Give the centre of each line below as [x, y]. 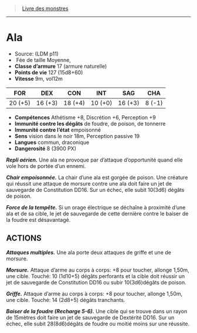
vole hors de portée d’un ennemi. [46, 166]
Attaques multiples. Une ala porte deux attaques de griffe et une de [89, 252]
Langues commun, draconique [52, 142]
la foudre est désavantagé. [38, 219]
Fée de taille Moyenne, [44, 60]
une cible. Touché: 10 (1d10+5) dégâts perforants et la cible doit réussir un [96, 276]
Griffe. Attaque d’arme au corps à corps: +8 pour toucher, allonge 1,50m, [94, 293]
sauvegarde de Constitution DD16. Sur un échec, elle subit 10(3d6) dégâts [95, 190]
